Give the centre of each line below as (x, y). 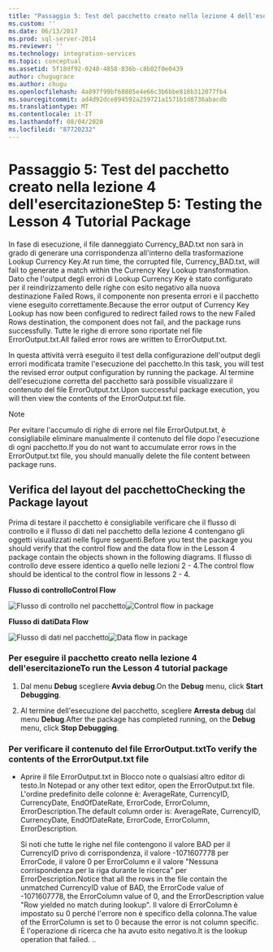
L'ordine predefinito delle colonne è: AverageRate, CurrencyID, (125, 794)
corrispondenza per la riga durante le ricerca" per (103, 871)
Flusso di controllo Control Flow (62, 590)
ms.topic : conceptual (45, 62)
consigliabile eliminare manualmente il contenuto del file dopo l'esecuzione (134, 438)
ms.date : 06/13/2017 (43, 31)
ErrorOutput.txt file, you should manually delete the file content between (129, 456)
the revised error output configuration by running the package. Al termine (131, 372)
